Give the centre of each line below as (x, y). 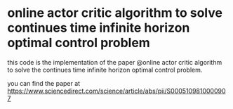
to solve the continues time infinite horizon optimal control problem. (105, 70)
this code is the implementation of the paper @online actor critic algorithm (115, 62)
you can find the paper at (44, 83)
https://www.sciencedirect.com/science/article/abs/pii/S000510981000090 (116, 91)
